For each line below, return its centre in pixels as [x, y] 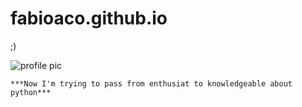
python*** [31, 92]
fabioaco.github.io [89, 18]
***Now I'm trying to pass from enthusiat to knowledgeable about [151, 83]
